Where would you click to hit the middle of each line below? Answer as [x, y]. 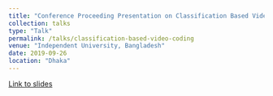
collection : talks [39, 23]
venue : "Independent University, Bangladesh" [87, 46]
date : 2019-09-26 [38, 53]
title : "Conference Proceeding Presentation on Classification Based [129, 16]
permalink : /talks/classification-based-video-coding [102, 38]
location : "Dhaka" [39, 61]
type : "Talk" [30, 31]
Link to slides [30, 83]
